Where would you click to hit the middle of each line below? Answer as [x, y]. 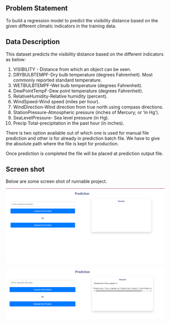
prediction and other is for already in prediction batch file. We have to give [83, 138]
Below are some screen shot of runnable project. [56, 181]
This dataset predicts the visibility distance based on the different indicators [85, 54]
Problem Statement [37, 8]
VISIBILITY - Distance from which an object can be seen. [72, 69]
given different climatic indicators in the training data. [61, 26]
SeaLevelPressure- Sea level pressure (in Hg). [61, 117]
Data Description [33, 42]
